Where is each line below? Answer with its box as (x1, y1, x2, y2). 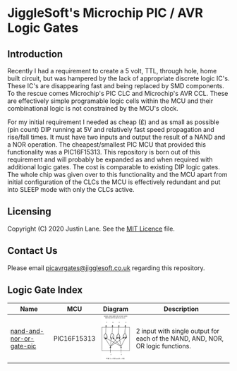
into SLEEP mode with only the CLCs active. (7, 185, 135, 193)
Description (163, 305, 199, 313)
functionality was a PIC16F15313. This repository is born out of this (7, 148, 201, 156)
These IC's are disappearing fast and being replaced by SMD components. (7, 82, 224, 90)
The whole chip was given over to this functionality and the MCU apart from (7, 171, 228, 178)
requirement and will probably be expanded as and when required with (7, 155, 213, 164)
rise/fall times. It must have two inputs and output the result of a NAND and (7, 133, 226, 141)
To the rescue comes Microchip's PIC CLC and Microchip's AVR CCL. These (7, 90, 229, 97)
